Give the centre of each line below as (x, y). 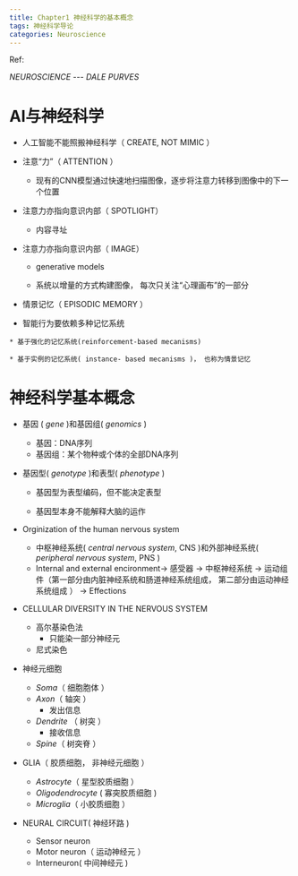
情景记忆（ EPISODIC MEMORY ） (85, 305)
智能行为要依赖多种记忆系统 (73, 323)
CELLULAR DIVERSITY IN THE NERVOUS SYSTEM (115, 609)
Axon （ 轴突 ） (63, 699)
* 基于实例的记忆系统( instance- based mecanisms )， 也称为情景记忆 (130, 359)
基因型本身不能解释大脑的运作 (90, 511)
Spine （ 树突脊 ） (68, 743)
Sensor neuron (63, 841)
